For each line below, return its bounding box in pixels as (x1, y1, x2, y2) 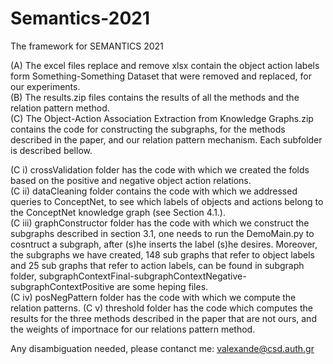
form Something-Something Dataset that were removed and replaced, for (10, 70, 312, 82)
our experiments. (10, 80, 81, 92)
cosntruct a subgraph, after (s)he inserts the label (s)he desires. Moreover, (10, 238, 318, 250)
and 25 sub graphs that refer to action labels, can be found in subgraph (10, 259, 305, 271)
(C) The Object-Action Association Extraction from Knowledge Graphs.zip (10, 112, 314, 124)
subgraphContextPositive (10, 280, 115, 292)
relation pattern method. (10, 102, 110, 114)
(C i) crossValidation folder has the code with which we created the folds (10, 163, 310, 176)
